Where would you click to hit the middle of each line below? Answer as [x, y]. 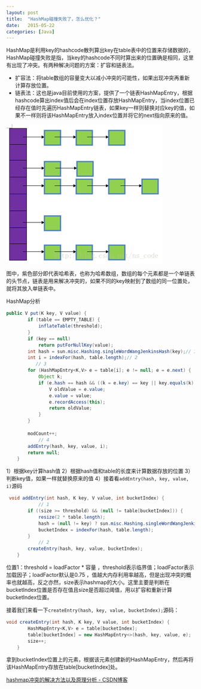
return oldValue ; [71, 408]
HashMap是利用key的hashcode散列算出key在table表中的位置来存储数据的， [100, 50]
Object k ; [50, 377]
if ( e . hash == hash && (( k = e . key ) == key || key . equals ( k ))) [118, 383]
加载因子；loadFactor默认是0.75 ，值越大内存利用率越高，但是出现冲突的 [96, 575]
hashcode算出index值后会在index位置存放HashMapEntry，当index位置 [102, 100]
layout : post [22, 13]
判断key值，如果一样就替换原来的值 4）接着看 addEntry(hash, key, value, [98, 479]
